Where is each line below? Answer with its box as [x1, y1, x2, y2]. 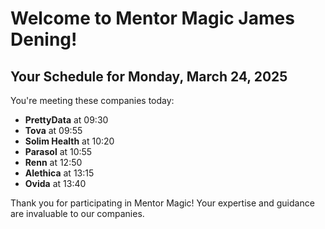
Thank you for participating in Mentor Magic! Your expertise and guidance [10, 197, 315, 209]
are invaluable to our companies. [10, 208, 145, 219]
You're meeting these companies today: [10, 95, 175, 106]
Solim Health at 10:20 [24, 135, 115, 147]
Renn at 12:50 [24, 157, 83, 168]
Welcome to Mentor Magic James [10, 7, 295, 30]
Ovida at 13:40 [24, 178, 87, 189]
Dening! [10, 28, 78, 51]
